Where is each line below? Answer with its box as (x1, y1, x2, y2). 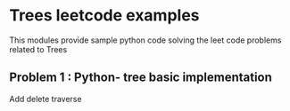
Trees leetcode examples (9, 5, 200, 26)
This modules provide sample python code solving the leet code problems (9, 35, 282, 45)
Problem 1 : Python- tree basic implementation (9, 70, 272, 85)
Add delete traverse (9, 93, 82, 104)
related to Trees (9, 44, 68, 54)
